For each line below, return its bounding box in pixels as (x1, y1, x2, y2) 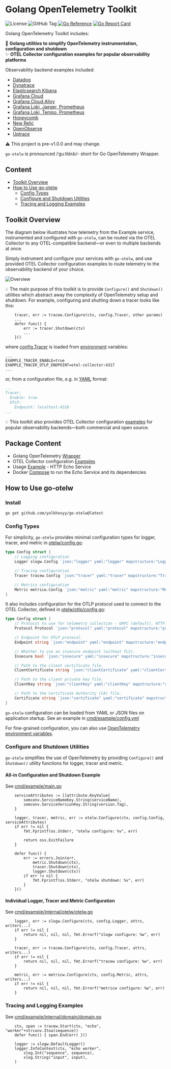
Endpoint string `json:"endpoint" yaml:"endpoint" (14, 640, 124, 645)
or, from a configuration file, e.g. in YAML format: (5, 376, 108, 382)
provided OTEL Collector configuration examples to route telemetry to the (5, 260, 159, 266)
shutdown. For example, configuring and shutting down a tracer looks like (5, 297, 160, 303)
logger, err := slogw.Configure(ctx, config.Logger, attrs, (14, 919, 145, 924)
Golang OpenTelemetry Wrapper (12, 453, 81, 459)
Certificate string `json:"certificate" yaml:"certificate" (14, 695, 145, 700)
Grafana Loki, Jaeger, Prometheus (12, 104, 85, 110)
